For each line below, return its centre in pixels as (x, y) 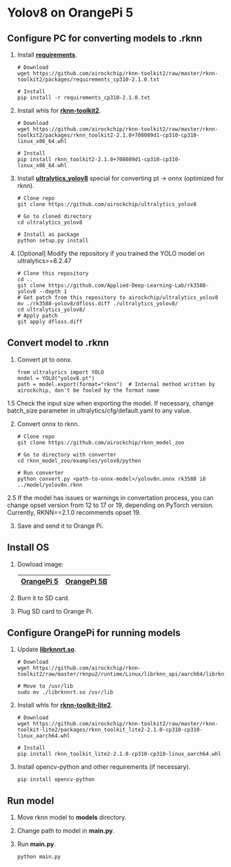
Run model (31, 800)
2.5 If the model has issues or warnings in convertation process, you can (110, 497)
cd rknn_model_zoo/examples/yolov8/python (79, 461)
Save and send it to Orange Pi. (60, 526)
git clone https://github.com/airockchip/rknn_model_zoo (101, 442)
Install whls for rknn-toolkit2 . (59, 111)
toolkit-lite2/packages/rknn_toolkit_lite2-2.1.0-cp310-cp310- (110, 730)
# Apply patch (37, 316)
